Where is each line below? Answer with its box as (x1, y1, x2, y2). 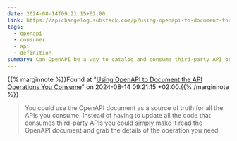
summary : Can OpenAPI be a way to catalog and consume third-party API (7, 56, 222, 63)
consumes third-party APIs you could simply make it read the (24, 119, 203, 127)
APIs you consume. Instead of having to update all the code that (24, 111, 211, 119)
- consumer (13, 36, 46, 43)
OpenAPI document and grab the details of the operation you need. (24, 126, 221, 134)
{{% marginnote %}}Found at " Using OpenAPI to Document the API (7, 75, 203, 83)
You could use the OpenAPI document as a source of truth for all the (24, 103, 224, 112)
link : (7, 17, 23, 24)
